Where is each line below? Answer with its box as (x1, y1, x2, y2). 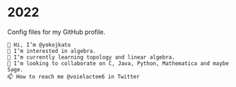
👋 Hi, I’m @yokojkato (7, 41, 71, 48)
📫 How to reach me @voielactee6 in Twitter (7, 73, 140, 80)
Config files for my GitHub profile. (7, 28, 106, 36)
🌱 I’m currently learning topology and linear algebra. (7, 54, 175, 61)
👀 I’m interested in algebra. (7, 47, 97, 54)
